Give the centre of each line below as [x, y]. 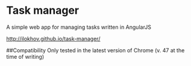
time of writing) [25, 56]
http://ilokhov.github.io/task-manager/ [53, 38]
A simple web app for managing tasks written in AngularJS [79, 27]
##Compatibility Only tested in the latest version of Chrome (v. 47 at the [95, 50]
